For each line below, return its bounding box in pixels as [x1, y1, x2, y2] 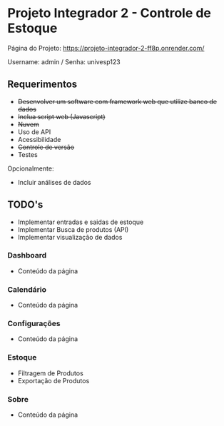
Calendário [7, 284, 46, 294]
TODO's [7, 198, 44, 211]
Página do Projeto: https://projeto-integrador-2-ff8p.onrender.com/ [7, 44, 205, 52]
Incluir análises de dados [17, 178, 91, 186]
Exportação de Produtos [17, 376, 90, 385]
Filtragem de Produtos [17, 369, 83, 377]
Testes [17, 150, 38, 158]
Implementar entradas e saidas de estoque [17, 218, 144, 226]
